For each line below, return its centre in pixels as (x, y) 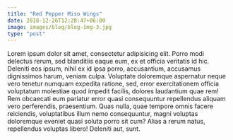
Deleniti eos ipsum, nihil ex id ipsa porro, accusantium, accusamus (104, 69)
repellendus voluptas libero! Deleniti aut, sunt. (74, 129)
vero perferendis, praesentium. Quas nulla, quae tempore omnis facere (110, 106)
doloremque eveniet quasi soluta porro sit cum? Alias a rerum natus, (107, 122)
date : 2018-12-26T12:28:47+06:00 (56, 21)
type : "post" (26, 34)
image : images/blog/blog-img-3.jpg (60, 27)
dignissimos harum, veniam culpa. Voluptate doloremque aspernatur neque (116, 76)
